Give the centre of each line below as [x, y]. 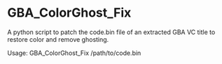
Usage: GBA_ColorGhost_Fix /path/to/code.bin [74, 53]
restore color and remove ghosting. [58, 39]
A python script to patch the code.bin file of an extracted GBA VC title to [111, 32]
